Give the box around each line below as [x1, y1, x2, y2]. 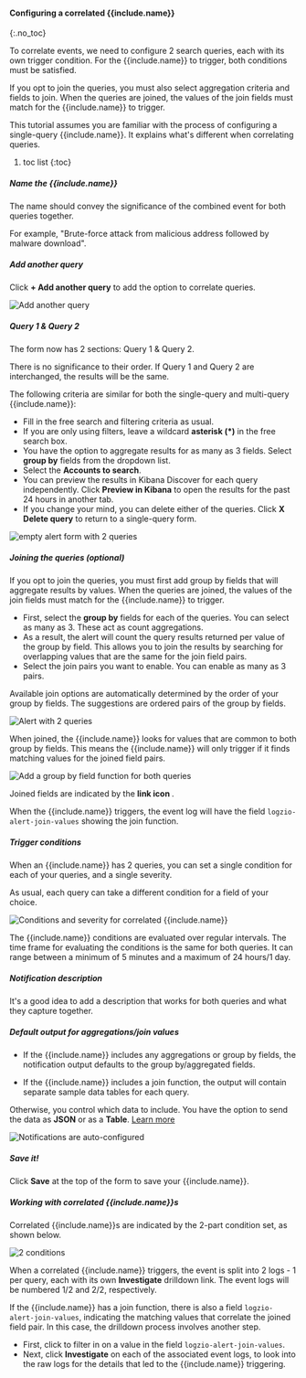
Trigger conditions [9, 837, 82, 848]
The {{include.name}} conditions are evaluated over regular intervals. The [9, 933, 287, 944]
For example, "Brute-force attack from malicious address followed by [9, 229, 269, 240]
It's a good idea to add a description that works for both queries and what [9, 996, 287, 1007]
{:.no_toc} [9, 27, 47, 38]
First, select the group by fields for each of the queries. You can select [22, 613, 290, 624]
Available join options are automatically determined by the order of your [9, 689, 280, 700]
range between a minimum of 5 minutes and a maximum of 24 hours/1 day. [9, 952, 291, 963]
